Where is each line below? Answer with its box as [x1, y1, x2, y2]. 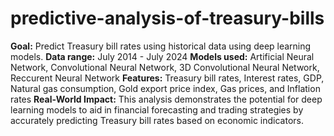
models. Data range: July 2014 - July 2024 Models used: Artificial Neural [10, 50, 315, 62]
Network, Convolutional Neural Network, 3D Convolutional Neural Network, [10, 61, 320, 73]
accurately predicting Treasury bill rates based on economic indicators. [10, 114, 304, 126]
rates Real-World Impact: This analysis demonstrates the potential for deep [10, 93, 323, 105]
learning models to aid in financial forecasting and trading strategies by [10, 103, 304, 116]
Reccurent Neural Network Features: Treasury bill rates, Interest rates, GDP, [10, 72, 325, 84]
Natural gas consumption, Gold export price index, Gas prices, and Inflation [10, 82, 321, 94]
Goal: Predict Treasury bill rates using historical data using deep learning [10, 40, 312, 52]
